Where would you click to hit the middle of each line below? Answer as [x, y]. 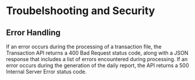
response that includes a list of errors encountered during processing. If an [97, 59]
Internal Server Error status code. [46, 71]
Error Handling [33, 33]
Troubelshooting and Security [81, 11]
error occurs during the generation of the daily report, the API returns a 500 [97, 65]
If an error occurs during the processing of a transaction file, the [84, 46]
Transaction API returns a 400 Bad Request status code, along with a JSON [97, 53]
